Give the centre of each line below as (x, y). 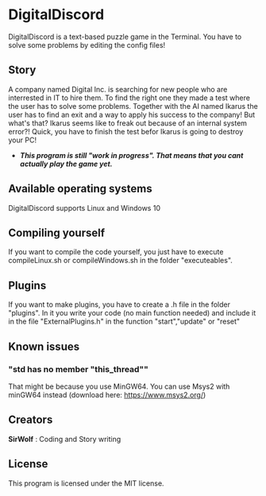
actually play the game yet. (66, 164)
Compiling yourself (57, 232)
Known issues (44, 346)
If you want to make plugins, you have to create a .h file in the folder (119, 304)
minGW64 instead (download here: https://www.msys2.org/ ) (107, 394)
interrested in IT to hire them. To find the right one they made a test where (129, 98)
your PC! (23, 140)
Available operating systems (80, 189)
